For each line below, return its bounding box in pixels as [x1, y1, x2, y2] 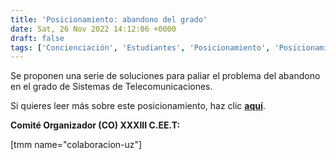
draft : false [10, 33, 65, 43]
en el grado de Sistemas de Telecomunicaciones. [10, 81, 213, 93]
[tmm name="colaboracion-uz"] [10, 139, 143, 151]
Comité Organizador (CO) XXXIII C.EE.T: [10, 119, 181, 131]
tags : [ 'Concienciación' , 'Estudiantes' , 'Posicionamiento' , [10, 42, 271, 53]
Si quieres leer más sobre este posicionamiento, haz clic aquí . [10, 100, 266, 112]
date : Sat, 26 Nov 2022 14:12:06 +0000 [10, 24, 177, 34]
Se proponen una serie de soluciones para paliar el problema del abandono [10, 70, 321, 82]
